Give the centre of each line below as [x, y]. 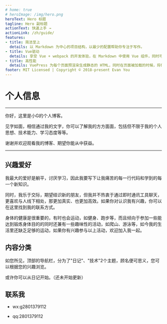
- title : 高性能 [21, 61]
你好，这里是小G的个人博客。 [35, 116]
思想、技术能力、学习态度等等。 [38, 132]
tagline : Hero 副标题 [26, 24]
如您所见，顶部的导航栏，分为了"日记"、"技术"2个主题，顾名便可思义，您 [80, 260]
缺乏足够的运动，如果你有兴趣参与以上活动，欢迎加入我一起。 [81, 230]
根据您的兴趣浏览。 [29, 267]
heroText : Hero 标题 [26, 19]
